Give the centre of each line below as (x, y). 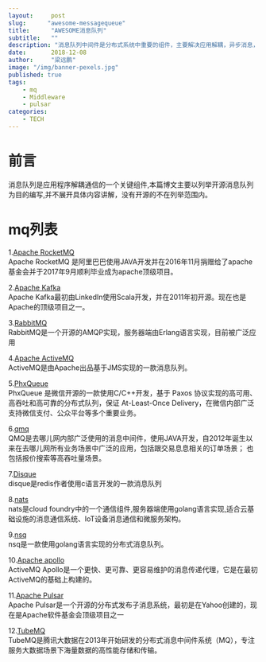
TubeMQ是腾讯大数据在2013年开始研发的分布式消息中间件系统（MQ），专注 (132, 640)
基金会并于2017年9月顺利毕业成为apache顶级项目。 (93, 271)
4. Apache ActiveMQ (41, 358)
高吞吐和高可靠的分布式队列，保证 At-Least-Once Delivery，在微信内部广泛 (131, 403)
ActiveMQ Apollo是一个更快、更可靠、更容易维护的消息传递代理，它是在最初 (133, 569)
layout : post (37, 16)
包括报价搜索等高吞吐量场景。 (57, 458)
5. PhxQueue (29, 384)
